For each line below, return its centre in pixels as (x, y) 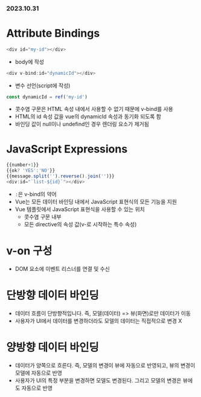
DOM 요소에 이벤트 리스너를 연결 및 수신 (62, 268)
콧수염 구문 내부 (43, 217)
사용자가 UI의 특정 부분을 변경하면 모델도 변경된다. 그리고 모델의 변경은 (98, 380)
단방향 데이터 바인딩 (53, 295)
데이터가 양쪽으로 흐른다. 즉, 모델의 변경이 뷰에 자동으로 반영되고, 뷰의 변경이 (105, 365)
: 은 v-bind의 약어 (36, 194)
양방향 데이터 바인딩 (53, 347)
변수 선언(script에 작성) (43, 85)
